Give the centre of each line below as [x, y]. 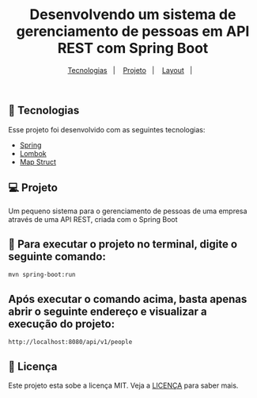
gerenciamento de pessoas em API [133, 31]
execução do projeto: [62, 324]
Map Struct [38, 162]
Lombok [33, 153]
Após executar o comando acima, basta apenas [128, 299]
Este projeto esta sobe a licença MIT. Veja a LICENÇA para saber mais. [123, 385]
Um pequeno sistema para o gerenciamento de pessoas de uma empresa [128, 211]
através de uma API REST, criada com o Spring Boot [93, 219]
